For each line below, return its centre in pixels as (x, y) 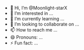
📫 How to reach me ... (34, 30)
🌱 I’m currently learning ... (37, 19)
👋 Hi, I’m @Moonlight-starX (39, 8)
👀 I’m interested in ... (32, 13)
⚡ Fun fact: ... (24, 43)
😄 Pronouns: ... (26, 37)
